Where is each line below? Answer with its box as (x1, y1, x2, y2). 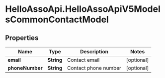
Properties (5, 34, 39, 42)
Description (80, 48, 108, 55)
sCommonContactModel (5, 14, 109, 25)
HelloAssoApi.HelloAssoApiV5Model (5, 3, 161, 15)
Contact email (67, 57, 100, 63)
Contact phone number (67, 65, 122, 71)
